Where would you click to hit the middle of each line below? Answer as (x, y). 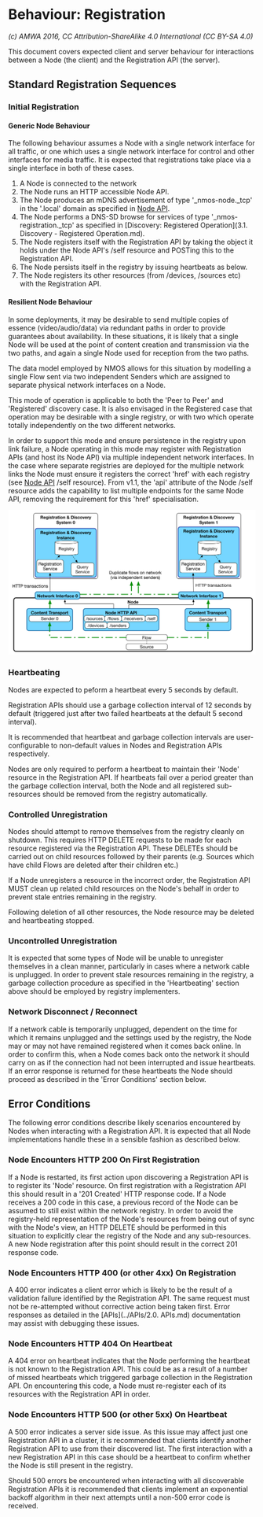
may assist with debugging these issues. (74, 1323)
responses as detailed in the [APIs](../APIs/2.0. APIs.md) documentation (124, 1315)
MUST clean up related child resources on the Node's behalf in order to (124, 889)
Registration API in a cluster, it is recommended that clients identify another (130, 1440)
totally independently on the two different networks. (92, 425)
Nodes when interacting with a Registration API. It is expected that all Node (130, 1131)
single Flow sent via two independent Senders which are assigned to (119, 376)
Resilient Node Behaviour (50, 302)
